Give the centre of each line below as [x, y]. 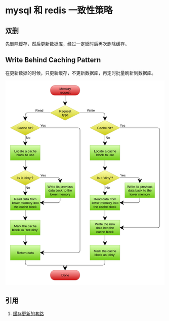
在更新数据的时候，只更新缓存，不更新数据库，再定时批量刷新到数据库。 [80, 73]
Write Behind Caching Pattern [53, 60]
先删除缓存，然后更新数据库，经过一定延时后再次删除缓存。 [67, 44]
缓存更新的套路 [28, 314]
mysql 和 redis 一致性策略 [59, 10]
